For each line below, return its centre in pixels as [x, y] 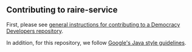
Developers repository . [35, 31]
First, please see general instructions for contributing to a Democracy [93, 24]
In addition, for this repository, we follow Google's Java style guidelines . [96, 42]
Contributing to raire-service [62, 10]
